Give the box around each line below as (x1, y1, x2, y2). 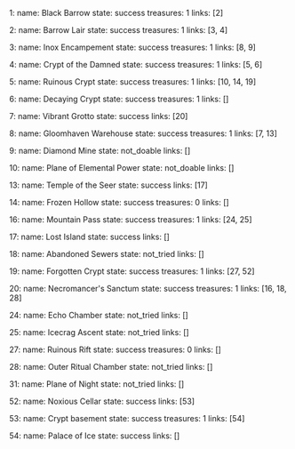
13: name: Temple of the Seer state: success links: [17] (9, 180, 209, 190)
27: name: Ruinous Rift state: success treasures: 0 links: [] (9, 344, 222, 355)
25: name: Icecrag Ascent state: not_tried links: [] (9, 327, 189, 337)
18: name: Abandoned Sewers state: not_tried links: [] (9, 249, 204, 259)
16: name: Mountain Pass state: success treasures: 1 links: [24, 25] (9, 214, 252, 225)
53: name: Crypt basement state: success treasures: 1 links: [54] (9, 413, 245, 423)
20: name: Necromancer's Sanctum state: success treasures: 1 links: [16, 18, (9, 284, 287, 293)
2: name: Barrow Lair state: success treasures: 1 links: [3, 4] (9, 25, 228, 35)
